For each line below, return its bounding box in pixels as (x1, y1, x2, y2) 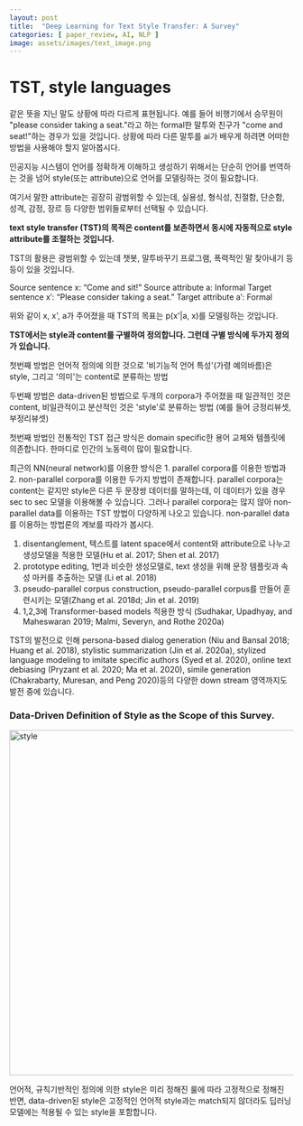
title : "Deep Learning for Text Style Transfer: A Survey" (9, 22, 241, 31)
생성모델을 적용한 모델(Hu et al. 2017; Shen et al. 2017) (22, 550, 220, 561)
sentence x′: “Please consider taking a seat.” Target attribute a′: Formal (9, 292, 273, 302)
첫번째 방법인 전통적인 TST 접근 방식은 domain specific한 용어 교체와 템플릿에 (9, 433, 286, 443)
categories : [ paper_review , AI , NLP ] (9, 30, 160, 39)
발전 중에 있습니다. (9, 686, 75, 697)
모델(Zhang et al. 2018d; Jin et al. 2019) (53, 595, 200, 606)
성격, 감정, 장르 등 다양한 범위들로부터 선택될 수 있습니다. (9, 203, 209, 214)
